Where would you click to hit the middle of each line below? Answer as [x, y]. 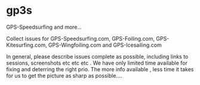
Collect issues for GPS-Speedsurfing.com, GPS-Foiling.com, [81, 38]
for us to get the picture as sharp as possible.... [64, 75]
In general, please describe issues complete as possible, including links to [97, 56]
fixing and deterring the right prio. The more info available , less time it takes [100, 69]
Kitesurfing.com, [27, 45]
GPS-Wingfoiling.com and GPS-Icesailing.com [105, 45]
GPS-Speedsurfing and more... [44, 27]
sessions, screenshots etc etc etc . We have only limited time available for [97, 63]
